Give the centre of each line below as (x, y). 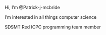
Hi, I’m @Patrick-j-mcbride (32, 7)
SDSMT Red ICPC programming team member (53, 27)
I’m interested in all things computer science (51, 17)
